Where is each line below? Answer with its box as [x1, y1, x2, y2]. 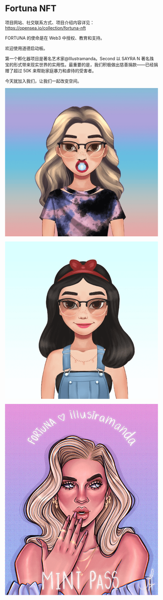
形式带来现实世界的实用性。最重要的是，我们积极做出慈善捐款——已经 [13, 62, 154, 67]
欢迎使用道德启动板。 [5, 45, 48, 51]
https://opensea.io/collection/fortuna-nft [5, 25, 86, 31]
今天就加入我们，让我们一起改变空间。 [5, 78, 81, 84]
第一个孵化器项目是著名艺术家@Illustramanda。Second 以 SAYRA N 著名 [5, 55, 150, 61]
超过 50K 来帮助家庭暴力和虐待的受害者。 [13, 67, 97, 73]
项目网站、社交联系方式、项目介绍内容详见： [5, 19, 95, 25]
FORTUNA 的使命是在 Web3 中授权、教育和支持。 [5, 35, 105, 41]
